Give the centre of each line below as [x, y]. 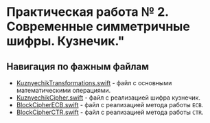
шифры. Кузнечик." [66, 41]
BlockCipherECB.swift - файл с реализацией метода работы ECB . [110, 105]
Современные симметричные [98, 26]
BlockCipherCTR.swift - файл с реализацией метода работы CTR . [110, 112]
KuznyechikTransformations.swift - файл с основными [94, 83]
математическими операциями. [63, 90]
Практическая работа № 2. [87, 12]
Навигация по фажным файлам [78, 66]
